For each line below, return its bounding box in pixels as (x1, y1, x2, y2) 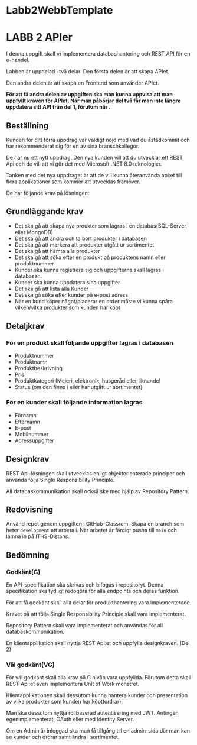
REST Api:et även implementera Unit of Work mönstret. (6, 681, 140, 688)
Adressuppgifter (14, 437, 54, 444)
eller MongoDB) (14, 228, 53, 235)
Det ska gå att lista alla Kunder (14, 285, 89, 292)
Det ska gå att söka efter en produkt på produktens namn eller (14, 254, 166, 261)
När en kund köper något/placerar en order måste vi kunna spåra (14, 297, 173, 305)
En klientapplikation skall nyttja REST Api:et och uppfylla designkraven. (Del (6, 640, 190, 647)
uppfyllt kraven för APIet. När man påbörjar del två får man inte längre (6, 97, 181, 104)
